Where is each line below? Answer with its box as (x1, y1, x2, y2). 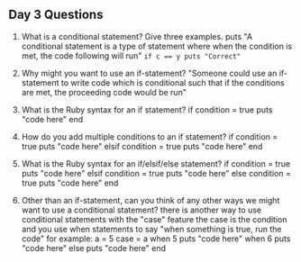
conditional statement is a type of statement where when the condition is (21, 41, 293, 51)
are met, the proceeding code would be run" (21, 86, 187, 97)
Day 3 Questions (8, 7, 104, 23)
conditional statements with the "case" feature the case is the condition (21, 213, 287, 224)
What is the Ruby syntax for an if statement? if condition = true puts (21, 104, 273, 115)
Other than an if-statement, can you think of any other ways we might (21, 194, 280, 205)
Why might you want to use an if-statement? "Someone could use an (21, 68, 278, 78)
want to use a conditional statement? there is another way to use (21, 204, 262, 215)
